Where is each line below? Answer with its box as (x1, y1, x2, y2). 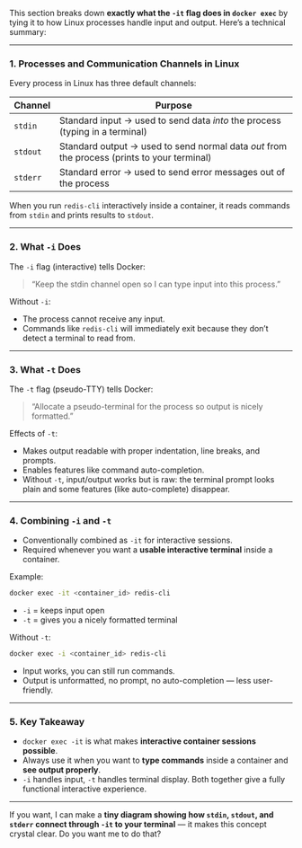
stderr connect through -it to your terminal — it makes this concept (9, 819, 267, 830)
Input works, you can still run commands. (22, 665, 175, 676)
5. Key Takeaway (9, 715, 85, 728)
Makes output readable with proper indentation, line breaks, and (22, 445, 261, 456)
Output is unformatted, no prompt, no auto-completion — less (22, 675, 252, 685)
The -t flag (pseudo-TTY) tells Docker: (9, 384, 154, 394)
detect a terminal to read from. (22, 332, 137, 343)
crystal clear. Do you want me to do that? (9, 828, 162, 839)
